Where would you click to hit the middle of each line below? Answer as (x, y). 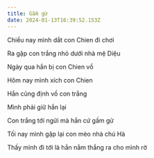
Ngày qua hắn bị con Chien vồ (50, 67)
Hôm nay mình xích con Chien (50, 80)
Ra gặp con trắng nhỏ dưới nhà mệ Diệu (64, 53)
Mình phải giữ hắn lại (37, 107)
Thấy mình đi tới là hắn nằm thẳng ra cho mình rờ (77, 147)
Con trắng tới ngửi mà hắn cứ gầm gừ (61, 120)
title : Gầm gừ (28, 14)
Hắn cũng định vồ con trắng (47, 94)
